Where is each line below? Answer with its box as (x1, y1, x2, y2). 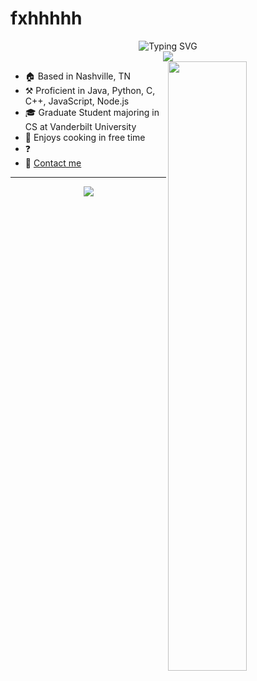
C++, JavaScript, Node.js (24, 95, 130, 107)
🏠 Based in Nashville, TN (24, 70, 132, 82)
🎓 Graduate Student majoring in (24, 106, 160, 118)
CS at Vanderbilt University (24, 120, 137, 132)
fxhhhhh (10, 7, 83, 30)
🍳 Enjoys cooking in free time (24, 131, 146, 143)
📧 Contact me (24, 157, 82, 169)
